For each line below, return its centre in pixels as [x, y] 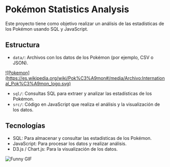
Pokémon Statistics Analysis [67, 9]
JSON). [20, 63]
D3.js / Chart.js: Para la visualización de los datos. [65, 149]
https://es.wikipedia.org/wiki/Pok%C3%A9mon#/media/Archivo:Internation [86, 78]
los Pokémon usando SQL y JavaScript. [47, 29]
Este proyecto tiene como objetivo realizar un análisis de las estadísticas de [85, 23]
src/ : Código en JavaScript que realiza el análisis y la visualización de [86, 104]
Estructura [22, 45]
